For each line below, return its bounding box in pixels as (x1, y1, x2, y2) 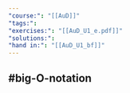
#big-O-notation (8, 71, 92, 85)
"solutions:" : (8, 34, 56, 42)
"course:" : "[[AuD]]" (8, 11, 81, 20)
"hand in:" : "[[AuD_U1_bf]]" (8, 42, 105, 50)
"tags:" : (8, 19, 37, 27)
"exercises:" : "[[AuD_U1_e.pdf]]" (8, 26, 124, 34)
